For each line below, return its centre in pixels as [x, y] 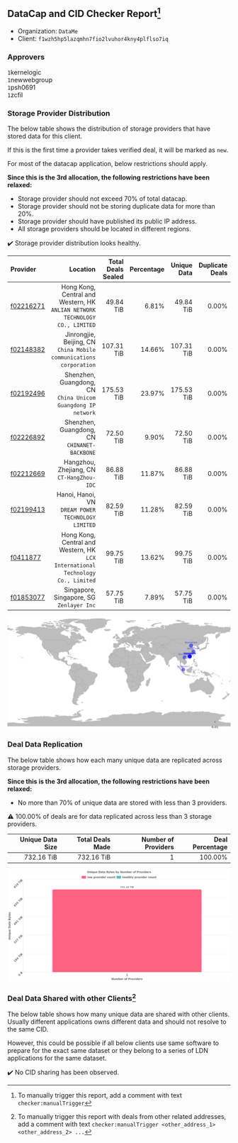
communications [73, 358]
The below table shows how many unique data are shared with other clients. [119, 1014]
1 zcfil [15, 95]
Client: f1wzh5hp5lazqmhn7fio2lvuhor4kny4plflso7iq [93, 38]
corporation [78, 365]
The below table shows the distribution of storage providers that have [109, 129]
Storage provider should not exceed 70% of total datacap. [102, 199]
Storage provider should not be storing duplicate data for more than [117, 206]
